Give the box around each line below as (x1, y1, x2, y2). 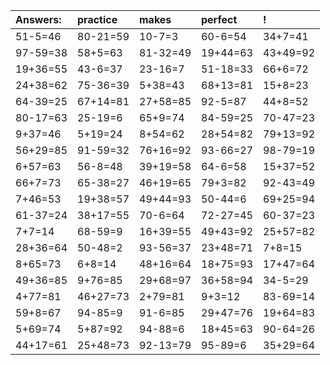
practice (77, 13, 118, 26)
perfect (201, 13, 238, 26)
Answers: (15, 13, 62, 26)
